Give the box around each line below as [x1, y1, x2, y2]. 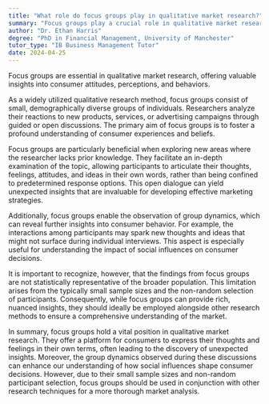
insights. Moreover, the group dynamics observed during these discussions [8, 353, 258, 362]
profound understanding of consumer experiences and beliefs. [8, 129, 215, 138]
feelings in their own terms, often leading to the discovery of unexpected [8, 344, 248, 353]
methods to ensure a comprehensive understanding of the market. [8, 311, 227, 321]
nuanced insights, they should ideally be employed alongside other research [8, 303, 260, 312]
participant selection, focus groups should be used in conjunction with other [8, 378, 260, 387]
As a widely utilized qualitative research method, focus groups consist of [8, 95, 248, 104]
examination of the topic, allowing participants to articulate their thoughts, [8, 162, 252, 170]
